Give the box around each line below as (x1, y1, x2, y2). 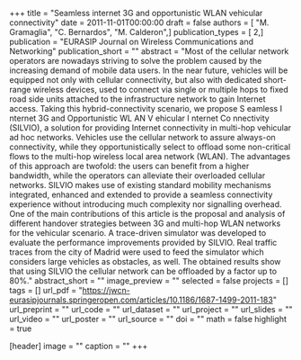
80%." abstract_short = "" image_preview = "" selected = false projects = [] (9, 275, 289, 286)
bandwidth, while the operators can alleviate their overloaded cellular (9, 170, 266, 181)
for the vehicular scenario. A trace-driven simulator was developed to (9, 228, 267, 238)
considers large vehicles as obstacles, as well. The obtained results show (9, 256, 281, 266)
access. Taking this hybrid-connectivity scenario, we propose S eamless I (9, 103, 283, 113)
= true (9, 323, 32, 334)
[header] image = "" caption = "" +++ (9, 341, 148, 351)
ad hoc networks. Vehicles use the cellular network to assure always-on (9, 132, 276, 142)
